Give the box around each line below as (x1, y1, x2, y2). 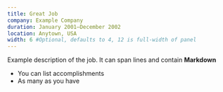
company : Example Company (7, 17, 83, 24)
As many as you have (17, 77, 79, 85)
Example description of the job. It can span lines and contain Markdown (7, 55, 217, 64)
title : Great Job (7, 10, 58, 18)
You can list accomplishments (17, 70, 104, 78)
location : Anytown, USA (7, 29, 77, 37)
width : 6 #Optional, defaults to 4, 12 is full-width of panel (7, 37, 197, 44)
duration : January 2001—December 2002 (7, 23, 121, 30)
